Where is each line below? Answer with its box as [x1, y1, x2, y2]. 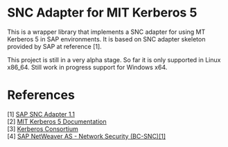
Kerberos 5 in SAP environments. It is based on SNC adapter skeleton [7, 35, 206, 43]
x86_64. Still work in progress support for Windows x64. [7, 63, 168, 71]
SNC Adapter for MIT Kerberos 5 [7, 5, 198, 21]
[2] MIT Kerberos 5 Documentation [7, 117, 107, 126]
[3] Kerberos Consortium [7, 124, 78, 133]
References [7, 88, 75, 103]
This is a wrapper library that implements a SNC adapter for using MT [7, 28, 206, 36]
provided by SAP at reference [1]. [7, 42, 102, 50]
